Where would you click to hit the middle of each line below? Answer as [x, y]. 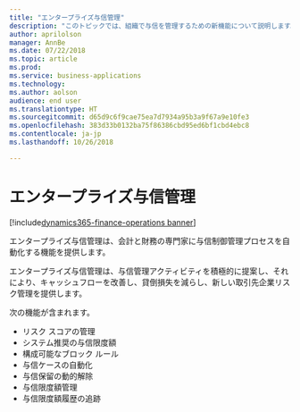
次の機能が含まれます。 [52, 312]
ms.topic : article [43, 59]
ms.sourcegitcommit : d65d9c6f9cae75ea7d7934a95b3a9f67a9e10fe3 [129, 117]
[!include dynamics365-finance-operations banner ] [103, 222]
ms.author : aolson [43, 92]
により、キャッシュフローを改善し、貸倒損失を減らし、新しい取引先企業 [142, 282]
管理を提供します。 [52, 293]
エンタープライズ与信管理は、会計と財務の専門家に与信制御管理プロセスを [146, 240]
